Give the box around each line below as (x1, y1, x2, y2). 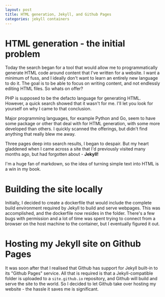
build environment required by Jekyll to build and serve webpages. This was (5, 205, 161, 211)
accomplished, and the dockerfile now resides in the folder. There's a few (5, 210, 155, 216)
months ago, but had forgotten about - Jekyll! (5, 151, 99, 157)
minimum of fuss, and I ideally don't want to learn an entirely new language (5, 75, 158, 81)
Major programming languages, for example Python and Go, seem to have (5, 115, 156, 121)
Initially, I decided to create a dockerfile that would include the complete (5, 200, 152, 206)
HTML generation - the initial (5, 38, 125, 49)
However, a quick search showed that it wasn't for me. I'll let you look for (5, 100, 153, 106)
